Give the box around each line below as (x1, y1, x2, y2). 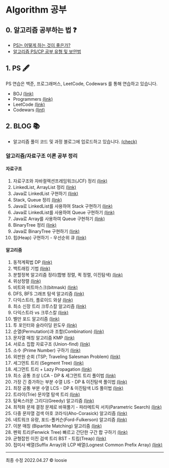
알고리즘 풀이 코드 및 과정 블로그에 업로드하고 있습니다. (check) (13, 139, 137, 145)
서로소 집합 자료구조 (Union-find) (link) (13, 341, 91, 347)
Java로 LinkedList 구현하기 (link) (13, 190, 79, 196)
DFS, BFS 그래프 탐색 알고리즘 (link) (13, 290, 85, 297)
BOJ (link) (13, 91, 34, 97)
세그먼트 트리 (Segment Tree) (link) (13, 360, 84, 366)
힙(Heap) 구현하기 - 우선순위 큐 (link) (13, 234, 87, 240)
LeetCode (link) (13, 101, 45, 107)
